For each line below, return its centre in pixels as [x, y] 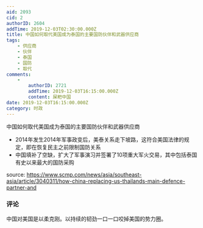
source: [16, 174]
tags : [13, 40]
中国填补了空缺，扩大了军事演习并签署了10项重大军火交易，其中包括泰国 [106, 155]
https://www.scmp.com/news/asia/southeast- [84, 174]
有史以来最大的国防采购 [45, 162]
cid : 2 [15, 18]
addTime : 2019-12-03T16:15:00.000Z [73, 91]
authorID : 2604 [26, 23]
